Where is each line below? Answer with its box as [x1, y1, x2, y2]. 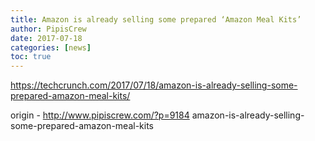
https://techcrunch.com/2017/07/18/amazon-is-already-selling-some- [10, 79, 298, 91]
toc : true [10, 52, 52, 62]
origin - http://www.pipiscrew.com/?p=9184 [10, 109, 190, 121]
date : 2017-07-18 [10, 33, 83, 43]
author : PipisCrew [10, 24, 87, 34]
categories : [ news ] [10, 42, 92, 53]
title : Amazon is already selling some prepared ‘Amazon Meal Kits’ [10, 14, 302, 25]
